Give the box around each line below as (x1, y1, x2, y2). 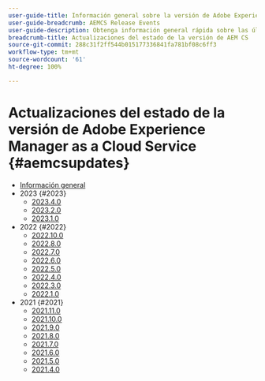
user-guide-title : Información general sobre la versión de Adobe (8, 11, 231, 20)
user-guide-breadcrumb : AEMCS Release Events (8, 19, 160, 27)
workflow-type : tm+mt (8, 48, 80, 56)
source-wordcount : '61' (8, 56, 87, 64)
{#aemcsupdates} (8, 154, 130, 172)
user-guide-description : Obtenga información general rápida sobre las (8, 26, 248, 34)
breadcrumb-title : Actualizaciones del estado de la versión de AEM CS (8, 33, 248, 42)
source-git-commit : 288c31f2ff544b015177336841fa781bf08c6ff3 (8, 41, 217, 49)
